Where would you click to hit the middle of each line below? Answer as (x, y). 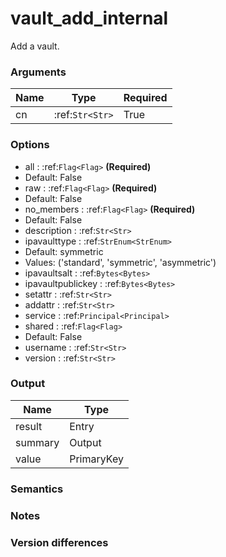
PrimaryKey (96, 459)
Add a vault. (35, 46)
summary (37, 442)
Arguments (38, 72)
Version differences (59, 542)
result (29, 426)
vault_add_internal (89, 18)
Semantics (37, 489)
